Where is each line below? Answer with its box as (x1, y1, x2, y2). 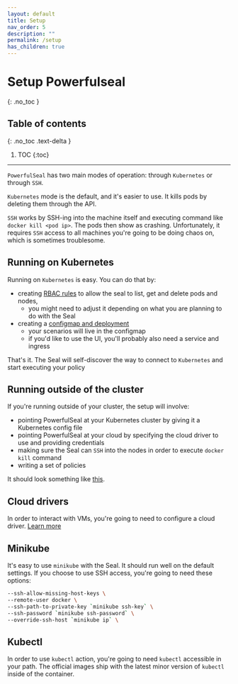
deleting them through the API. (7, 199, 97, 208)
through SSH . (7, 178, 44, 186)
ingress (28, 342, 50, 350)
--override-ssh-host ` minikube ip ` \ (7, 616, 119, 624)
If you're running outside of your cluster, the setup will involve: (7, 402, 190, 411)
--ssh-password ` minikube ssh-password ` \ (7, 610, 135, 617)
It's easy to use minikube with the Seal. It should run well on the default (7, 561, 215, 569)
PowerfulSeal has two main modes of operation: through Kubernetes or (7, 171, 213, 179)
